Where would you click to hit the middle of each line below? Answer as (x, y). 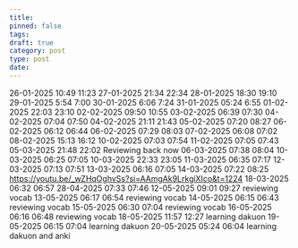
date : (19, 68)
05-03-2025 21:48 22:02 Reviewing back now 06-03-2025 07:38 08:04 (142, 150)
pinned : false (36, 26)
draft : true (31, 43)
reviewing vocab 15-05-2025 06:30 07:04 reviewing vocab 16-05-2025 (141, 207)
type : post (30, 59)
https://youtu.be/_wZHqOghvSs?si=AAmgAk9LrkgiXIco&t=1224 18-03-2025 (149, 178)
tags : (19, 34)
